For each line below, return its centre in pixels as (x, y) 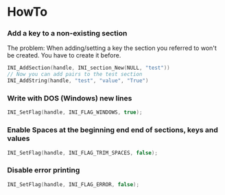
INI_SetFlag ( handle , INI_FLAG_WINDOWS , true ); (75, 113)
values (19, 139)
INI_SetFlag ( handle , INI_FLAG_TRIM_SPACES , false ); (82, 153)
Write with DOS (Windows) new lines (70, 99)
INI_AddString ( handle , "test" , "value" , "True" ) (78, 81)
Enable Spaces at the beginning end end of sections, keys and (113, 130)
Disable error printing (44, 170)
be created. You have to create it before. (64, 55)
